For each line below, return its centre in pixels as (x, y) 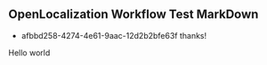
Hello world (29, 53)
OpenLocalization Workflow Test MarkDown (133, 14)
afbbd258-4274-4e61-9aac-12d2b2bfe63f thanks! (114, 35)
